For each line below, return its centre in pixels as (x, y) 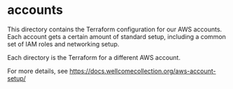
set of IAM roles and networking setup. (63, 44)
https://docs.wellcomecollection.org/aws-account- (143, 71)
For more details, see (38, 71)
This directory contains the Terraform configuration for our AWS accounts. (115, 29)
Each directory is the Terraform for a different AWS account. (94, 57)
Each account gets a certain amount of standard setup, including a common (116, 36)
